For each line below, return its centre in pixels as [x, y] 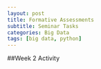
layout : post [26, 13]
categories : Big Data [38, 32]
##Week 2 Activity [34, 58]
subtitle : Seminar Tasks [43, 26]
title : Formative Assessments [51, 20]
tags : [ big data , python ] [44, 39]
